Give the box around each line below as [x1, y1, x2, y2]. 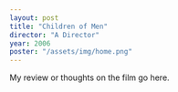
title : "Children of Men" [9, 22, 108, 31]
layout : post [9, 13, 59, 23]
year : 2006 [9, 38, 51, 48]
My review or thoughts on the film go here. [9, 72, 171, 83]
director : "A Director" [9, 30, 100, 39]
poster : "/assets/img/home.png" [9, 47, 132, 56]
